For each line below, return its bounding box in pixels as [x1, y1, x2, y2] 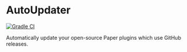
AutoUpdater [6, 4, 71, 17]
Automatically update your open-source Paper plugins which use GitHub [6, 34, 182, 41]
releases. [6, 40, 28, 47]
